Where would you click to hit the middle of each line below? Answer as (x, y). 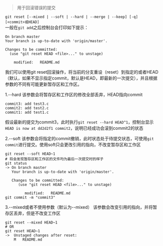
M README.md (28, 240)
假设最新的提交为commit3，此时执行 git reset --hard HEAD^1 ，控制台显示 (80, 122)
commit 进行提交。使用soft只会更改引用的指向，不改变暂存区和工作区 (73, 144)
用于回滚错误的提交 (36, 8)
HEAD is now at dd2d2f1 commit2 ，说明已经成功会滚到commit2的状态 (74, 128)
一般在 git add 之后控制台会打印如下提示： (47, 27)
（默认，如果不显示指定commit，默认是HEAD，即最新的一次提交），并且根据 (81, 78)
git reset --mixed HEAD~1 (31, 223)
